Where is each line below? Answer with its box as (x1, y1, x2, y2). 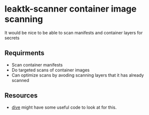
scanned (11, 77, 30, 83)
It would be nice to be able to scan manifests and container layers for (4, 30, 143, 35)
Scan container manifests (11, 62, 63, 67)
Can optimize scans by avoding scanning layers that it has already (11, 72, 144, 78)
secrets (4, 35, 20, 41)
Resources (4, 91, 38, 100)
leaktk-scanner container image (4, 3, 137, 15)
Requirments (4, 49, 45, 57)
